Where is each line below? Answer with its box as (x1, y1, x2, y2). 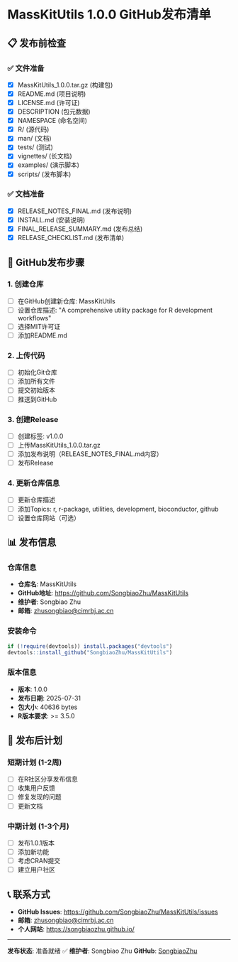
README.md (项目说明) (17, 90, 86, 98)
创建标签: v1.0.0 (17, 431, 64, 441)
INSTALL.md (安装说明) (17, 215, 86, 224)
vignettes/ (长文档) (17, 152, 72, 161)
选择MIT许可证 (17, 322, 61, 330)
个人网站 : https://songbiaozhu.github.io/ (17, 924, 135, 933)
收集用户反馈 (17, 784, 55, 792)
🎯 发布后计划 (7, 735, 62, 747)
